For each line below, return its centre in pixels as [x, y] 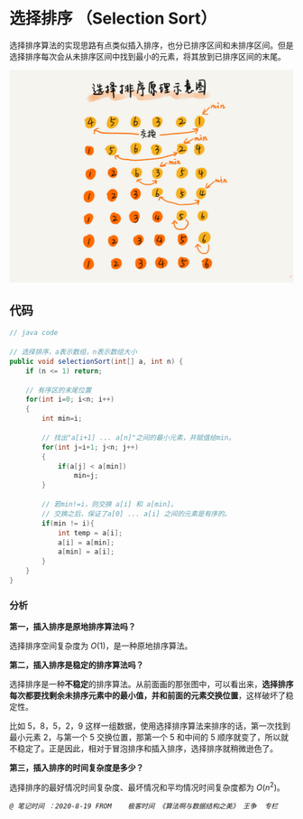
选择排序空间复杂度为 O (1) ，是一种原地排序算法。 [101, 646]
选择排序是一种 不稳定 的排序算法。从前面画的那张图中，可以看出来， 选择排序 [151, 684]
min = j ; [86, 476]
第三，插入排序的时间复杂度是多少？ [77, 768]
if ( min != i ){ [68, 523]
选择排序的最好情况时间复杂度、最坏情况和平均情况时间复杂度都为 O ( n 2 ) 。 [147, 786]
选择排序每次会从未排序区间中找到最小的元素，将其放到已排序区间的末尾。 [147, 56]
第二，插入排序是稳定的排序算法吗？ [77, 665]
